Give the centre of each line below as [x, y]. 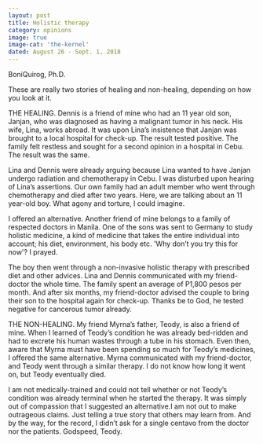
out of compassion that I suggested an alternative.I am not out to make [122, 406]
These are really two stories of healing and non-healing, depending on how [130, 90]
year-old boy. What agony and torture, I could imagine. [97, 204]
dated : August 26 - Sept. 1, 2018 [65, 52]
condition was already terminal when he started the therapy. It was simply [128, 398]
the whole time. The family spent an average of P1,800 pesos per [136, 284]
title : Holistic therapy [49, 23]
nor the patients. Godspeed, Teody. [66, 431]
